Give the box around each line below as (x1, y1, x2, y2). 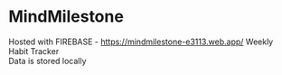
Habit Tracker (8, 45, 60, 56)
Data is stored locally (8, 55, 87, 66)
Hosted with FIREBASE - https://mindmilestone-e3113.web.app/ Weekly (8, 36, 274, 47)
